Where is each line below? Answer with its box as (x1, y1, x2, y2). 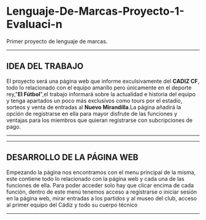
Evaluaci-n (6, 17, 63, 31)
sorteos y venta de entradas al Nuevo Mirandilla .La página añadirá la (6, 103, 181, 111)
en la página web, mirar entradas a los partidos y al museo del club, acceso (6, 194, 197, 202)
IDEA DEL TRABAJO (6, 61, 84, 72)
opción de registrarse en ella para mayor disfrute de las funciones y (6, 110, 178, 117)
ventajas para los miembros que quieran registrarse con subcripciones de (6, 116, 193, 124)
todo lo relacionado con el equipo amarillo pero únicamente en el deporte (6, 84, 192, 91)
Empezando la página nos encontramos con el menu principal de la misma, (6, 169, 196, 176)
